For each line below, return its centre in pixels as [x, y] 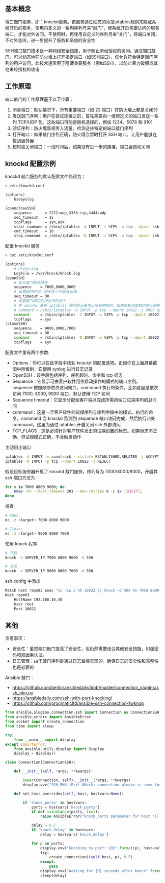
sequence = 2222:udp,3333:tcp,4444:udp [60, 213]
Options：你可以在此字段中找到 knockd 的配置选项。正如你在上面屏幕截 [85, 362]
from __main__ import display [45, 740]
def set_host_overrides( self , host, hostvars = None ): [69, 794]
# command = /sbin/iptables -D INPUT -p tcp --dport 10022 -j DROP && [88, 310]
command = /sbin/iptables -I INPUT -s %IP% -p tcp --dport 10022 [87, 315]
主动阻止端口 [18, 447]
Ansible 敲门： [20, 678]
